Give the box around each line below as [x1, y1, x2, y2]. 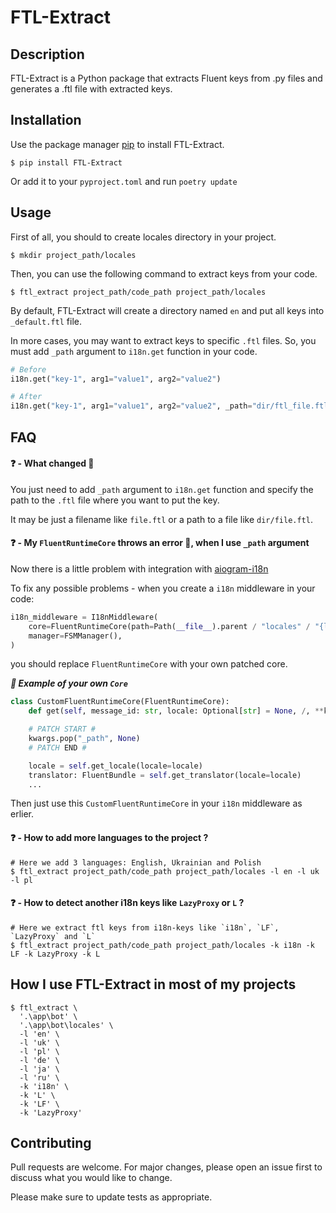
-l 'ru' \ [19, 1072, 60, 1083]
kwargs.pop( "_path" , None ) [28, 734, 141, 744]
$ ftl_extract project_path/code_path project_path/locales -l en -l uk [10, 866, 320, 876]
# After [10, 392, 43, 402]
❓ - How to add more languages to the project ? [10, 832, 209, 844]
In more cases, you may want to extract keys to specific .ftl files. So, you [10, 334, 317, 346]
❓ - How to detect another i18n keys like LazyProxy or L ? [10, 897, 245, 909]
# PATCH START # [28, 724, 97, 735]
